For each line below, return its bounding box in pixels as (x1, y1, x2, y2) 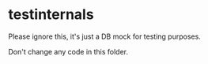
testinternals (8, 6, 94, 24)
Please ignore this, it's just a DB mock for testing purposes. (8, 32, 202, 41)
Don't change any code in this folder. (8, 47, 129, 56)
